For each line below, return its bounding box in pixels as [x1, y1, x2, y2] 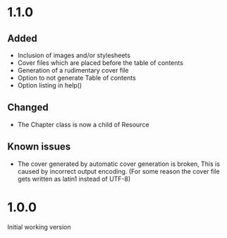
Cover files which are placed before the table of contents [17, 59, 183, 67]
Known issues [7, 141, 71, 153]
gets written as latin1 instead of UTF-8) [17, 174, 131, 183]
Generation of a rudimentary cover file [17, 66, 129, 74]
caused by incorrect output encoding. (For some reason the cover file [17, 167, 220, 175]
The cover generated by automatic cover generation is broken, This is [17, 160, 221, 168]
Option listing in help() [17, 81, 82, 89]
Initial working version [7, 222, 72, 231]
